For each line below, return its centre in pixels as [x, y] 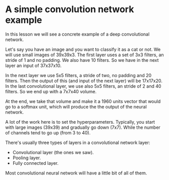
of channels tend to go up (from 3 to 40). [48, 132]
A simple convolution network [70, 9]
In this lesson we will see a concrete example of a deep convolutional [77, 34]
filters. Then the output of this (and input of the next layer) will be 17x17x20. [84, 81]
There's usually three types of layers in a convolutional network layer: [78, 142]
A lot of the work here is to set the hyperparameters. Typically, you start [80, 122]
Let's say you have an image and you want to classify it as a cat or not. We [83, 49]
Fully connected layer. [35, 163]
